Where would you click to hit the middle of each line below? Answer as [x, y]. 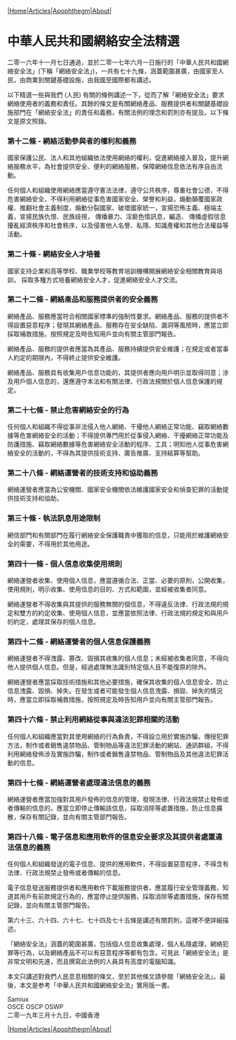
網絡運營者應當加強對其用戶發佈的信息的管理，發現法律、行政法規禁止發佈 [115, 799]
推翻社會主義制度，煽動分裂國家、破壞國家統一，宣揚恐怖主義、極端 [118, 208]
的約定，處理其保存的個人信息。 [53, 622]
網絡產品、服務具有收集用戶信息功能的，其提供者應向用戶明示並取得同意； [115, 372]
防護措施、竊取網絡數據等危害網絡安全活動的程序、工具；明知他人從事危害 [115, 444]
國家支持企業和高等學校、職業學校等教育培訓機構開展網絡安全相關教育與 [112, 271]
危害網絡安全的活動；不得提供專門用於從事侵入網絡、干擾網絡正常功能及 [124, 435]
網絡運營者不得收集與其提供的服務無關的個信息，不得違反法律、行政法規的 [115, 604]
